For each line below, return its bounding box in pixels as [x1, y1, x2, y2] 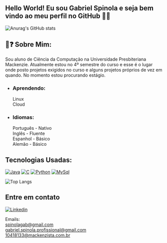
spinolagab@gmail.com [5, 221, 53, 227]
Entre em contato [5, 193, 60, 202]
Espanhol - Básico [12, 136, 50, 142]
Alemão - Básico [12, 141, 47, 147]
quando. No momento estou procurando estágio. [5, 72, 106, 78]
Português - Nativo [12, 125, 52, 131]
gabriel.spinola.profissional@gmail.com [5, 226, 86, 232]
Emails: [5, 216, 20, 222]
